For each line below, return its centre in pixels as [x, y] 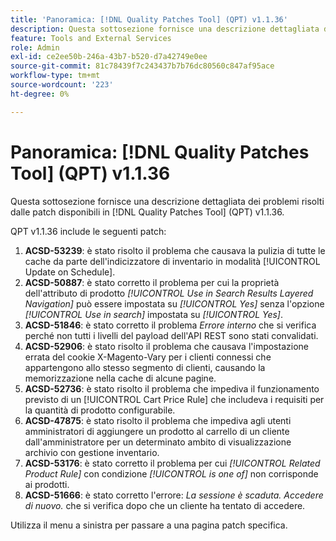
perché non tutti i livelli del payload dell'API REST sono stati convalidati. [171, 335]
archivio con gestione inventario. [92, 452]
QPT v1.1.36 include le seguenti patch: [88, 231]
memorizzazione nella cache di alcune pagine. [120, 378]
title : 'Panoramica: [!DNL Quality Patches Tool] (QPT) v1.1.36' [149, 19]
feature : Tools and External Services [91, 38]
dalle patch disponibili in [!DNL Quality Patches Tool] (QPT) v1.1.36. [147, 212]
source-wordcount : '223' [62, 85]
